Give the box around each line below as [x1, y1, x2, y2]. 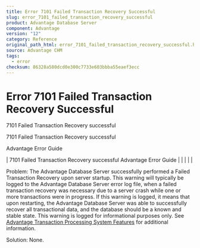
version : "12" [6, 31, 42, 37]
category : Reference [6, 36, 58, 42]
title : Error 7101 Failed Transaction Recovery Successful [6, 8, 156, 15]
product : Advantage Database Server [6, 20, 97, 26]
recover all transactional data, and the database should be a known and [6, 206, 182, 213]
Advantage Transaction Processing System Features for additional [6, 218, 168, 226]
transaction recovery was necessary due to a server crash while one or [6, 187, 181, 194]
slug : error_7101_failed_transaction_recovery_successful [6, 14, 153, 20]
